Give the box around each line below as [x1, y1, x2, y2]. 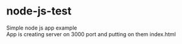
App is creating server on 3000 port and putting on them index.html [6, 30, 177, 37]
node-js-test [6, 4, 72, 18]
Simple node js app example [6, 24, 77, 31]
